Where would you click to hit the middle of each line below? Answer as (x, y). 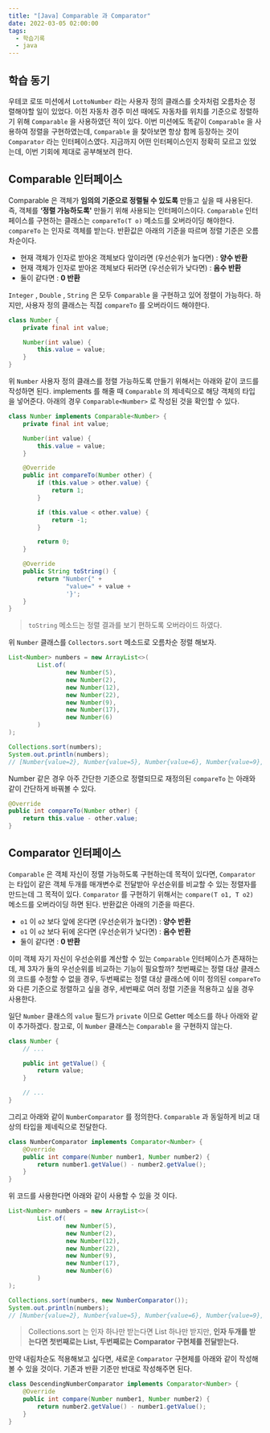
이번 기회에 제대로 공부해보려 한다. (79, 151)
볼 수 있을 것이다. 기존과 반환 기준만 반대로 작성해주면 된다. (100, 1369)
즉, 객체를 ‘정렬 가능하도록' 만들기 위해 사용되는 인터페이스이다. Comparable (126, 210)
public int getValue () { (64, 1063)
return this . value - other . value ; (80, 819)
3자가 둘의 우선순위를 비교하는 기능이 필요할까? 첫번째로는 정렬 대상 (133, 968)
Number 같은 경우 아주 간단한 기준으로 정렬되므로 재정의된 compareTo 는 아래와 (132, 778)
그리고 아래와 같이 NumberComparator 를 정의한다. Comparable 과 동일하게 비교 (130, 1117)
